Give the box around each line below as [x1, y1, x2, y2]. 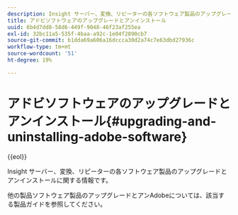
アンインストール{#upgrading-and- [7, 113, 217, 129]
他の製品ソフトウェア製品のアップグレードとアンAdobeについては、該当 [7, 191, 219, 199]
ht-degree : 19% [7, 57, 52, 64]
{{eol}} [7, 152, 27, 160]
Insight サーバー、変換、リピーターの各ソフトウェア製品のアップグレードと [7, 167, 227, 175]
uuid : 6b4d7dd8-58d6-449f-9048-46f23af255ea [7, 23, 141, 31]
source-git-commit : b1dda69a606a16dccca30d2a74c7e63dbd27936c [7, 37, 195, 44]
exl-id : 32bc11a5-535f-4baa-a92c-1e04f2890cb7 [7, 30, 147, 38]
